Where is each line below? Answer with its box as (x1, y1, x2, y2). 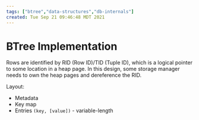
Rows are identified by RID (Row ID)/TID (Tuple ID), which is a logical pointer (6, 59, 193, 66)
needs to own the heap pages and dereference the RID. (6, 72, 141, 79)
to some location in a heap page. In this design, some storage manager (6, 66, 180, 73)
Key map (14, 101, 37, 108)
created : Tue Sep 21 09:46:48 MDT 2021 (6, 14, 105, 20)
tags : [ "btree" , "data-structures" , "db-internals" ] (6, 8, 134, 15)
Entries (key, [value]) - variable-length (14, 107, 114, 114)
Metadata (14, 95, 39, 102)
